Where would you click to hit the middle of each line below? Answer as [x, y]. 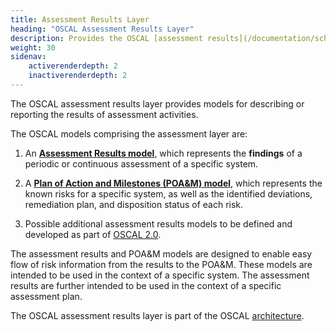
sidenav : [28, 57]
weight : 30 [33, 47]
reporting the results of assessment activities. [104, 114]
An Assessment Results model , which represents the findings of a [163, 153]
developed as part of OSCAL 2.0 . [93, 234]
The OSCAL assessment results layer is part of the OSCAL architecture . [157, 315]
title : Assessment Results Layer [80, 19]
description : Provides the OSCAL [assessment [106, 38]
